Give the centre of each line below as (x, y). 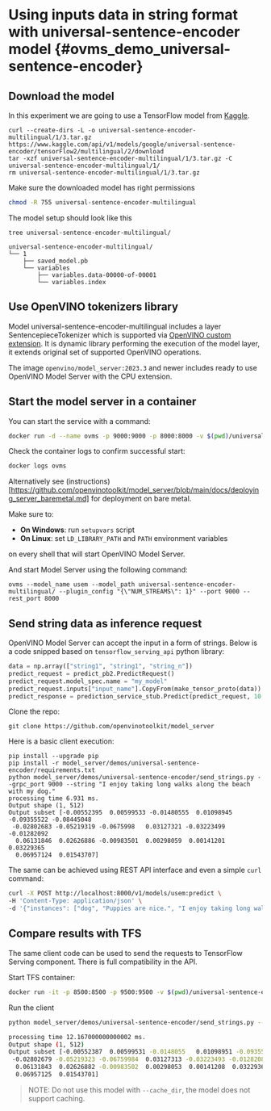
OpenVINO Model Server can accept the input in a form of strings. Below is (133, 643)
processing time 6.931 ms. (54, 799)
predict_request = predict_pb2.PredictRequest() (92, 673)
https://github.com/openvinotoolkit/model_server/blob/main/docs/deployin (135, 490)
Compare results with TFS (75, 934)
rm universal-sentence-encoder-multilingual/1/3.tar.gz (104, 173)
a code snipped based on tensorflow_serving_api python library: (117, 652)
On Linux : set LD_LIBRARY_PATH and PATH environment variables (124, 539)
